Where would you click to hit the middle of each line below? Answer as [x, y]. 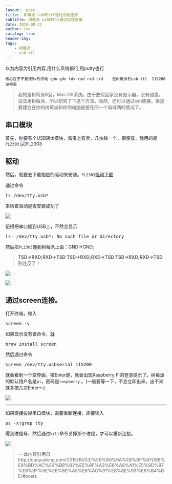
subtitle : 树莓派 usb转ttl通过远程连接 [44, 19]
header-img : [18, 39]
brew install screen [31, 344]
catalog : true [20, 34]
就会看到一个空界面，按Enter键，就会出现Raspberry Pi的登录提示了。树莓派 [85, 375]
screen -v [17, 323]
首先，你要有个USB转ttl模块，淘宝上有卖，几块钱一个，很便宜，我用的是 [81, 138]
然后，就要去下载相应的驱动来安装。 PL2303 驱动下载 [59, 175]
